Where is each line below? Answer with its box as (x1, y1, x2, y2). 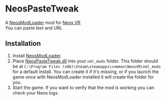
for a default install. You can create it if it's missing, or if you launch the (12, 68, 159, 74)
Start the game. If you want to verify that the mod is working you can (12, 84, 154, 90)
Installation (5, 39, 41, 48)
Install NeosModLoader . (12, 52, 62, 58)
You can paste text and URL (5, 24, 62, 30)
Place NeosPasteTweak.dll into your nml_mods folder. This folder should (12, 58, 158, 64)
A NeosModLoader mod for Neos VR (5, 19, 81, 25)
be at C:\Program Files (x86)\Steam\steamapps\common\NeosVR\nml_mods (12, 63, 161, 69)
